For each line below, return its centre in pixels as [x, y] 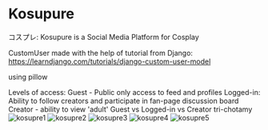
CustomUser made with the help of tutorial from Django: [101, 53]
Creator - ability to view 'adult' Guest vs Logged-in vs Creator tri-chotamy [130, 109]
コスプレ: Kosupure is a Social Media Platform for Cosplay [104, 37]
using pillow [28, 77]
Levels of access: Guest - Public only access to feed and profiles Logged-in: [134, 92]
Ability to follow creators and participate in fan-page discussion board [124, 100]
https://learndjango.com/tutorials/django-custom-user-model [110, 61]
